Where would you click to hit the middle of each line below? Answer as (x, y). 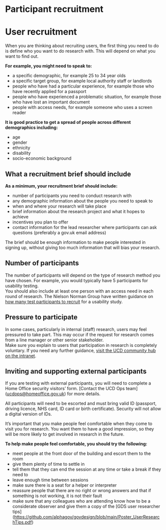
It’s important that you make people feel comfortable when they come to (79, 424)
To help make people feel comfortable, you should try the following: (76, 444)
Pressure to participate (41, 317)
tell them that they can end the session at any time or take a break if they (86, 469)
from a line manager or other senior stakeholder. (55, 340)
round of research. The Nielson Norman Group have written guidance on (79, 296)
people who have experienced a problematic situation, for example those (87, 97)
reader (19, 112)
